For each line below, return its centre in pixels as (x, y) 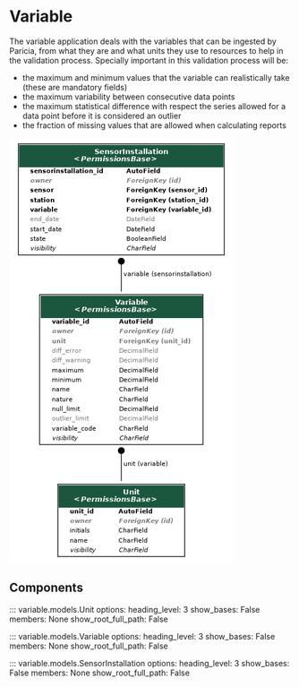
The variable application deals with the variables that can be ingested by (143, 41)
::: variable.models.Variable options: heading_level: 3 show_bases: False (142, 636)
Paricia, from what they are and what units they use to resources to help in (146, 50)
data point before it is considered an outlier (102, 116)
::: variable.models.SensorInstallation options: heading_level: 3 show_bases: (149, 663)
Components (46, 588)
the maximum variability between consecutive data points (128, 97)
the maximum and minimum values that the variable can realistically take (156, 77)
